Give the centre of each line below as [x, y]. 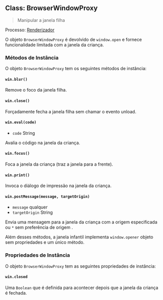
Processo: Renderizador [30, 30]
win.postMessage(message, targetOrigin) [48, 197]
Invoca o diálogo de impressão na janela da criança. [58, 186]
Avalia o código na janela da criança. [43, 143]
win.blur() [16, 79]
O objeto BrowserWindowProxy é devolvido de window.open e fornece [74, 39]
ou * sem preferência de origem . [39, 227]
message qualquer [30, 207]
